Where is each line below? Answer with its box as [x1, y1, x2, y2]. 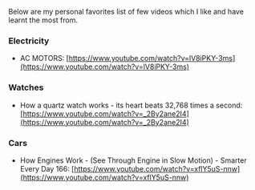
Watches [8, 82, 44, 93]
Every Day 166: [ [19, 164, 75, 173]
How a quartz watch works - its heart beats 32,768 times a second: [19, 100, 243, 110]
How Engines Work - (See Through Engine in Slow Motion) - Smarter [19, 156, 247, 165]
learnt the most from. [8, 15, 79, 25]
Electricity [8, 35, 50, 46]
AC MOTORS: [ [19, 54, 70, 63]
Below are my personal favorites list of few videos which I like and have [8, 7, 245, 16]
